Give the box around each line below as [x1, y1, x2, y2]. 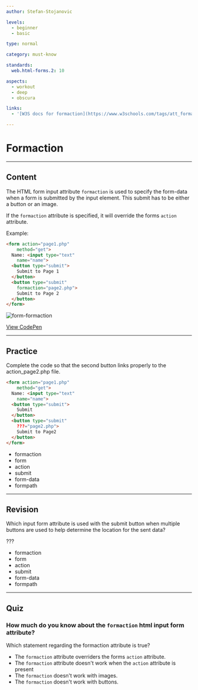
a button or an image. [6, 200, 58, 207]
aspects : [6, 78, 28, 84]
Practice [6, 346, 38, 356]
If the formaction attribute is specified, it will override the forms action [6, 212, 177, 219]
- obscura [11, 95, 35, 101]
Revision [6, 504, 39, 514]
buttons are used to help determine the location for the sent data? [6, 527, 166, 534]
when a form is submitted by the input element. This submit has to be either [6, 194, 190, 201]
